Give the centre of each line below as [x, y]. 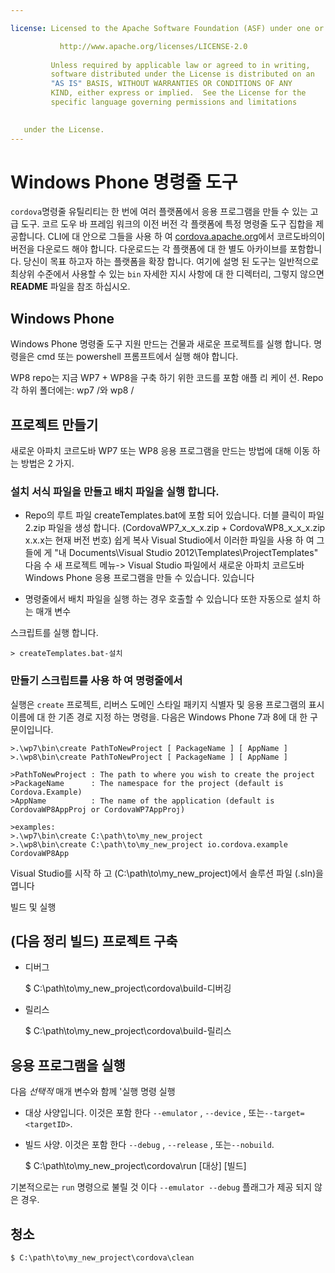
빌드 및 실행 [33, 907]
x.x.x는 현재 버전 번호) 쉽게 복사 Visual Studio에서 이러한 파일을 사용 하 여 [169, 540]
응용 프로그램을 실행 [68, 1065]
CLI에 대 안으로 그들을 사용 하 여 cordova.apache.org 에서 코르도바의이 [186, 237]
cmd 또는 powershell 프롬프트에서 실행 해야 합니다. [137, 357]
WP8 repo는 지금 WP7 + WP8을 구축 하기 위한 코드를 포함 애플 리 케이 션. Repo [167, 378]
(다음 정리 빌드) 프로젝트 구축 [94, 941]
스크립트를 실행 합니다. [54, 633]
